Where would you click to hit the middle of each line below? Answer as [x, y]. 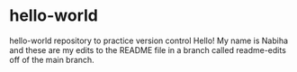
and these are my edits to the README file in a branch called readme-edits [148, 49]
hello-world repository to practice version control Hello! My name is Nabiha [149, 40]
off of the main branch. [52, 59]
